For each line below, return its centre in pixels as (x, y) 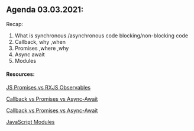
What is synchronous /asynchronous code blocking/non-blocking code (101, 36)
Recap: (15, 24)
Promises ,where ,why (42, 48)
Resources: (20, 74)
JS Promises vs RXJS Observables (48, 88)
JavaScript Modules (30, 122)
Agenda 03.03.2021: (45, 10)
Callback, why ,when (40, 41)
